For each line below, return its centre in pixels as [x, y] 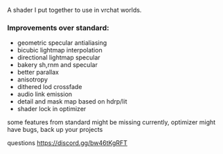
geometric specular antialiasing [62, 43]
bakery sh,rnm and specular [57, 65]
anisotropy [33, 79]
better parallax [38, 73]
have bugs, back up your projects [55, 130]
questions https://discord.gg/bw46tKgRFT [68, 143]
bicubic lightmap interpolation [60, 50]
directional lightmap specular [59, 57]
